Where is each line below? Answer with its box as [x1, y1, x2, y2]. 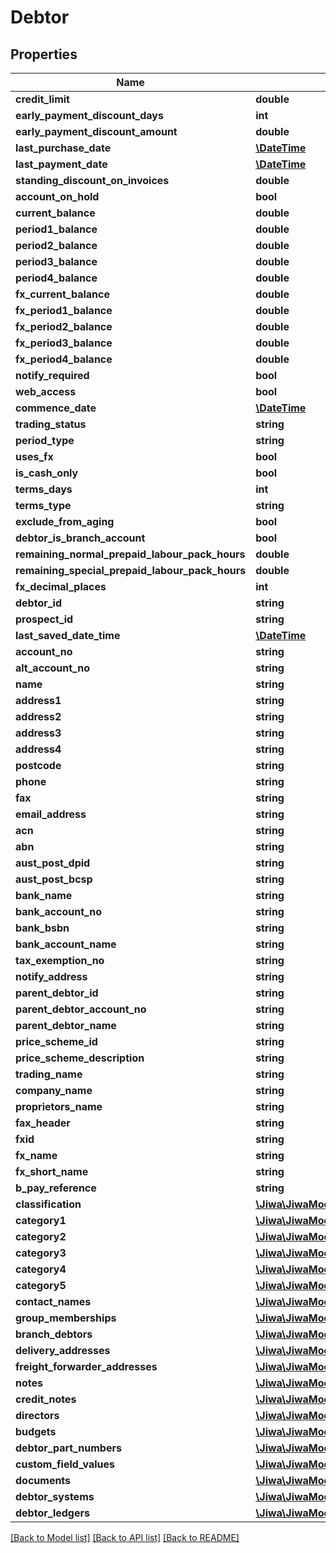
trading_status [15, 417, 87, 431]
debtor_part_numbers [15, 1441, 122, 1455]
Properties [10, 46, 78, 63]
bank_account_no [15, 905, 103, 918]
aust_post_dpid [15, 856, 91, 870]
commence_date [15, 401, 97, 415]
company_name [15, 1084, 93, 1097]
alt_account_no [15, 661, 90, 675]
